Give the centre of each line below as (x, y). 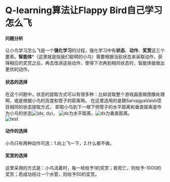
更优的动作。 (18, 69)
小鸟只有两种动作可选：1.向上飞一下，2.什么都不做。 (60, 143)
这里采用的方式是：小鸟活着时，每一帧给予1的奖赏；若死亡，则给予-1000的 (83, 168)
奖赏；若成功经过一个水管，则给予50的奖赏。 (52, 174)
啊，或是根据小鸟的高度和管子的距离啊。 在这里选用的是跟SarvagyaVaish (81, 100)
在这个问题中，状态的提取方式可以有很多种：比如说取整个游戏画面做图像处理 (85, 94)
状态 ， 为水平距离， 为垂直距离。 (77, 113)
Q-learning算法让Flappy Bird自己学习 (84, 10)
